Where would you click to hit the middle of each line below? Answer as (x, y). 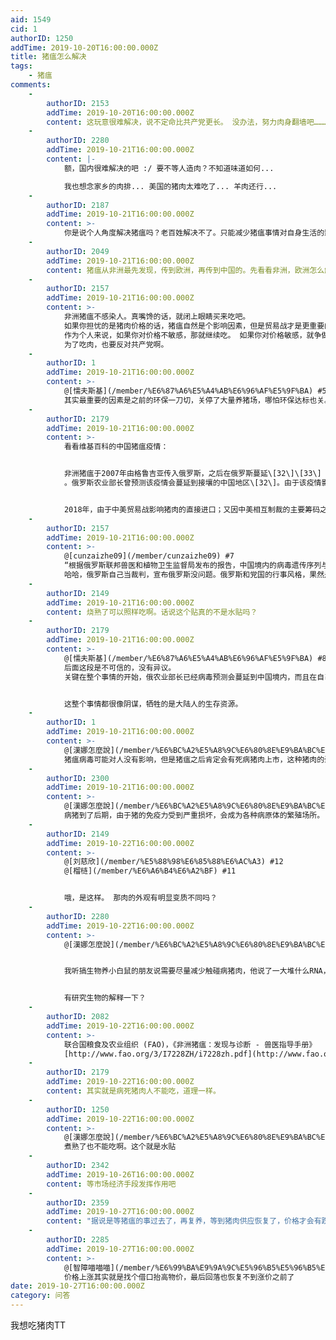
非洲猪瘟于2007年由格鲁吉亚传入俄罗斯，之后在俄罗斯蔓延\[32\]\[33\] (192, 474)
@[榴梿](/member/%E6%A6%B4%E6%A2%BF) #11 (150, 871)
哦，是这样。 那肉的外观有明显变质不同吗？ (140, 898)
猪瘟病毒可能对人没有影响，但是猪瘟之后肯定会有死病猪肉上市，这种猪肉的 (194, 759)
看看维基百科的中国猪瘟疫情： (116, 447)
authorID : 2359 (78, 1202)
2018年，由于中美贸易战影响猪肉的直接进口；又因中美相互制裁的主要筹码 (192, 509)
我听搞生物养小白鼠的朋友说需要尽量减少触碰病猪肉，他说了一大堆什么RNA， (197, 971)
